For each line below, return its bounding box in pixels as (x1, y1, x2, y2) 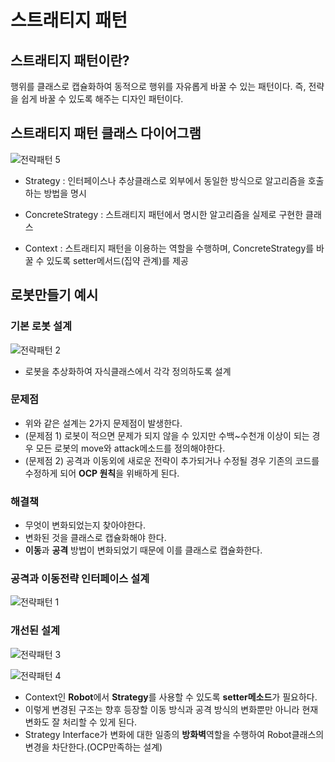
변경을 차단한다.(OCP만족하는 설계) (24, 741, 163, 753)
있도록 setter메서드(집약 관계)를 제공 (46, 254, 189, 266)
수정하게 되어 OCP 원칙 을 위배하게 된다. (24, 467, 180, 479)
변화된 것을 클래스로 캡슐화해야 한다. (24, 532, 167, 544)
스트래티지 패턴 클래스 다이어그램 (10, 125, 202, 142)
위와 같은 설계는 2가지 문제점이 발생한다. (24, 417, 183, 429)
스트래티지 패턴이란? (10, 52, 130, 69)
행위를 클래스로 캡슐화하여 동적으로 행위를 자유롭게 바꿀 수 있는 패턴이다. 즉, (10, 81, 307, 92)
